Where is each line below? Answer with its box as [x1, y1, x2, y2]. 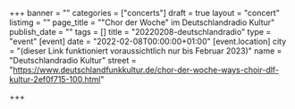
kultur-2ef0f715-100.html [9, 74, 101, 84]
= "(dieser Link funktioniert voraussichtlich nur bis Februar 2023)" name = [9, 46, 282, 56]
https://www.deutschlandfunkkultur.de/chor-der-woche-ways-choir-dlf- [13, 64, 280, 75]
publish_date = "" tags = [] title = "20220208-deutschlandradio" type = [9, 27, 272, 37]
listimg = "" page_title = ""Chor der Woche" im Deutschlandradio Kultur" [9, 17, 275, 28]
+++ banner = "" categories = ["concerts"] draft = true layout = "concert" [9, 8, 280, 18]
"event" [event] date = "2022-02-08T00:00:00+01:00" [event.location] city [9, 36, 287, 46]
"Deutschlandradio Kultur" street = [9, 55, 137, 65]
